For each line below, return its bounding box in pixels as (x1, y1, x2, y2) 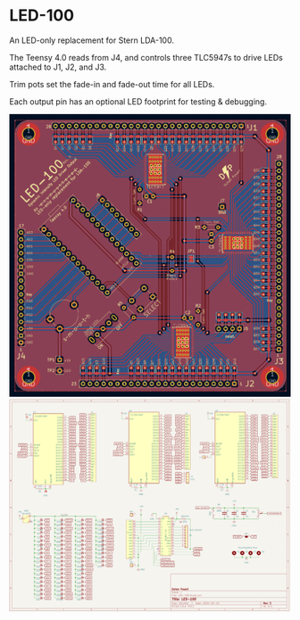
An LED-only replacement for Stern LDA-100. (9, 35, 174, 45)
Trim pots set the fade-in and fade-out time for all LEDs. (9, 79, 215, 89)
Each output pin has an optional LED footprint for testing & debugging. (9, 95, 268, 107)
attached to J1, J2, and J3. (9, 62, 107, 72)
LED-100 (9, 5, 74, 26)
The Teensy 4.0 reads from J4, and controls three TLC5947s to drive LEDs (9, 52, 283, 62)
